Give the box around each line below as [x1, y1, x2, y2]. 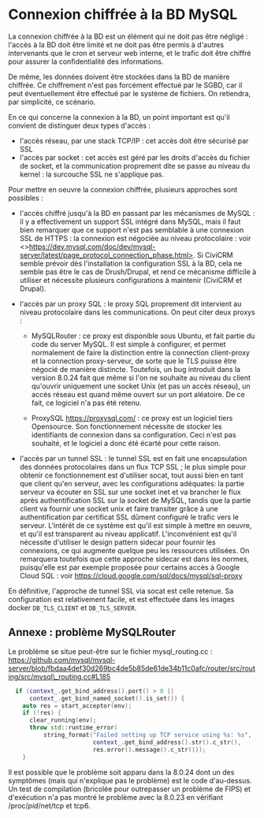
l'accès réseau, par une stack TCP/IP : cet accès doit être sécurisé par [19, 136, 249, 145]
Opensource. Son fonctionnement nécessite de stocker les [31, 422, 222, 431]
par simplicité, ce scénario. [8, 97, 96, 106]
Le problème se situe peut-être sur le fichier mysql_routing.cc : [8, 646, 213, 656]
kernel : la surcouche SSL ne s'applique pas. [19, 169, 164, 179]
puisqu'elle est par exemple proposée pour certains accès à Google [19, 562, 240, 572]
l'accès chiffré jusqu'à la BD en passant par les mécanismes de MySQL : [19, 208, 255, 218]
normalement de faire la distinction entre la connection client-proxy [31, 348, 251, 357]
